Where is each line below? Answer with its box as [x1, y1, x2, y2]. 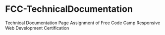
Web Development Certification [5, 25, 69, 31]
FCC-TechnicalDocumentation [5, 3, 133, 15]
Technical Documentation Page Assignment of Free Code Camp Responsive [5, 20, 161, 26]
